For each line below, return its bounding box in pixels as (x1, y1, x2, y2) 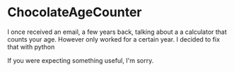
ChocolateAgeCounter (7, 4, 142, 20)
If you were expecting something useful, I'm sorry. (7, 56, 154, 64)
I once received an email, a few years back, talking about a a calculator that (7, 28, 228, 36)
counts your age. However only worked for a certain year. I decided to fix (7, 35, 221, 43)
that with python (7, 42, 55, 51)
